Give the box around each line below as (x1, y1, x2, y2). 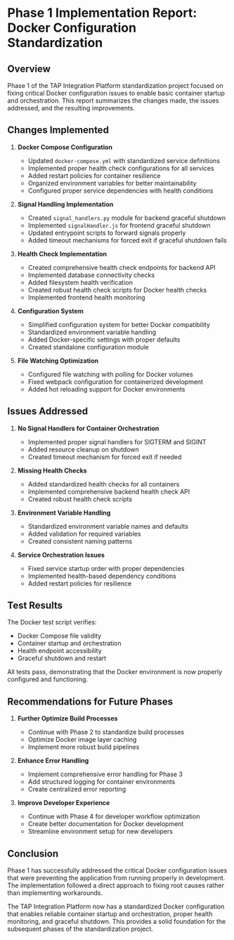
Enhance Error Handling (17, 756, 89, 765)
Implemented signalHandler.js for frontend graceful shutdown (27, 221, 211, 229)
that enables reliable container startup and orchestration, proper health (7, 910, 213, 918)
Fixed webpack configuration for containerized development (27, 378, 204, 386)
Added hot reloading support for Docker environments (27, 385, 186, 393)
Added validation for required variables (27, 529, 141, 538)
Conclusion (7, 847, 59, 859)
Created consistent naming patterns (27, 536, 132, 546)
